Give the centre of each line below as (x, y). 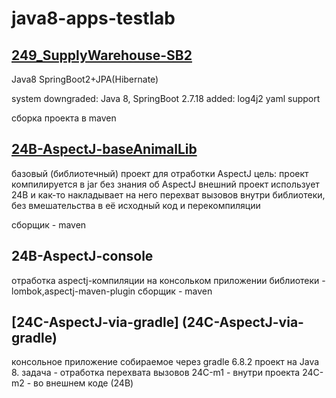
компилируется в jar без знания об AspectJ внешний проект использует (165, 184)
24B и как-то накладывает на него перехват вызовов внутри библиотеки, (168, 194)
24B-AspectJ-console (82, 256)
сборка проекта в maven (64, 118)
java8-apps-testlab (93, 18)
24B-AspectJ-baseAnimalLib (104, 149)
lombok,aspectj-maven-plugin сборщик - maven (112, 291)
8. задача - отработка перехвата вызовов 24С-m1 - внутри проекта (156, 373)
